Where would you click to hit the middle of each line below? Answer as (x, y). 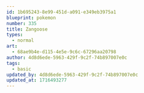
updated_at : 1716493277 (37, 80)
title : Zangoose (27, 29)
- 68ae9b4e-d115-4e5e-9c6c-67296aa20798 (64, 52)
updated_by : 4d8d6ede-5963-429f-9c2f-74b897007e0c (72, 75)
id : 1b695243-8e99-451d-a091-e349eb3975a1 (61, 12)
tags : (13, 63)
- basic (22, 69)
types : (15, 35)
